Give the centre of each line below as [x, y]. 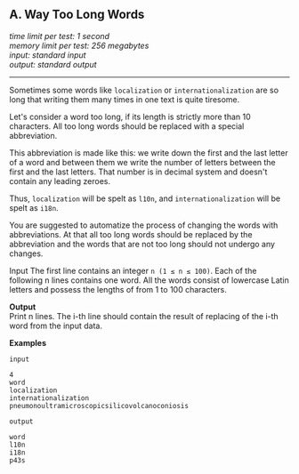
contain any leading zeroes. [60, 181]
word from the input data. [56, 325]
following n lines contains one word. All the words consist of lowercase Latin [149, 280]
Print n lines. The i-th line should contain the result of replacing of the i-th [144, 316]
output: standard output [53, 64]
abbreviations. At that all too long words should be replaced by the [131, 234]
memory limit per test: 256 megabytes [79, 45]
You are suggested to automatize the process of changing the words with [144, 225]
